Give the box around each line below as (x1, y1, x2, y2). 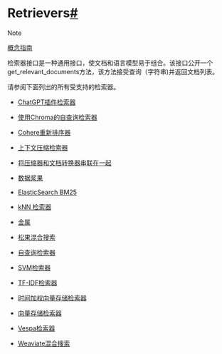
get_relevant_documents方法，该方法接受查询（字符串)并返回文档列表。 (7, 67, 219, 76)
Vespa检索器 (17, 323, 55, 333)
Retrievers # (7, 5, 78, 21)
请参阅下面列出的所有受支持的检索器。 (7, 82, 120, 91)
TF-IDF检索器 (17, 278, 58, 287)
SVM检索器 (17, 263, 51, 272)
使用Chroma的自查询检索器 (17, 113, 97, 121)
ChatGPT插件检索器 (17, 98, 76, 106)
